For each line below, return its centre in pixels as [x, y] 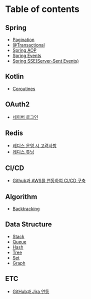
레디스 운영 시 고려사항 [34, 145]
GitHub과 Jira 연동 [31, 291]
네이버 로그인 [25, 117]
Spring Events [27, 55]
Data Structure [29, 224]
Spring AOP [24, 50]
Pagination [23, 39]
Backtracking [26, 209]
